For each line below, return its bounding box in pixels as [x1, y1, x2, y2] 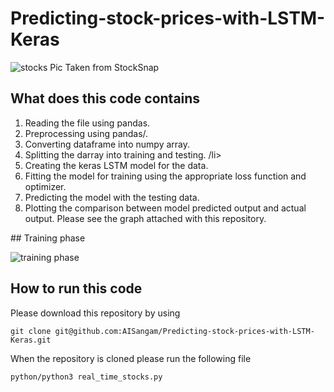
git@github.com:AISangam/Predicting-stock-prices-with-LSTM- [54, 326, 315, 336]
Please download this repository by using [10, 307, 181, 319]
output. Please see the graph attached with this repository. [24, 212, 267, 224]
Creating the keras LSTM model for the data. [24, 159, 209, 171]
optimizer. [24, 180, 67, 192]
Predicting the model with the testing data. [24, 191, 200, 203]
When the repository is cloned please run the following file [10, 352, 252, 364]
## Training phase [10, 232, 86, 244]
